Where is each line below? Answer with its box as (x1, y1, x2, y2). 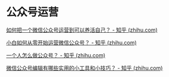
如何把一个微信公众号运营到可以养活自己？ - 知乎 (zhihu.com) (6, 26, 158, 33)
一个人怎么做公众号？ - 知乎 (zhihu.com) (6, 51, 106, 58)
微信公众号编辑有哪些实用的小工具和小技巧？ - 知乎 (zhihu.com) (6, 64, 163, 72)
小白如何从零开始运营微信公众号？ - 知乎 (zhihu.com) (6, 39, 137, 46)
